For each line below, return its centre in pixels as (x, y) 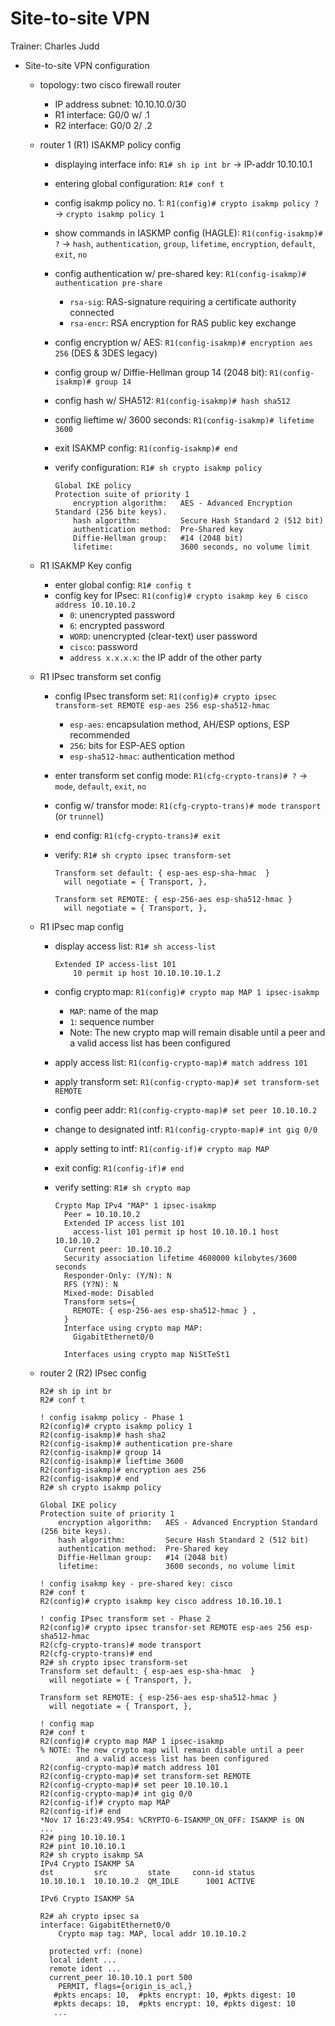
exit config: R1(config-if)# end (119, 1168)
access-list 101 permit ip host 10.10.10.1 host (176, 1232)
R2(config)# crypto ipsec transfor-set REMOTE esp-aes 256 (165, 1627)
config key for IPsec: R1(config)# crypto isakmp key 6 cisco (181, 595)
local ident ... (82, 1960)
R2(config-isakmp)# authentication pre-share (136, 1443)
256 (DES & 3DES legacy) (106, 353)
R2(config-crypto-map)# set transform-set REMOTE (145, 1776)
